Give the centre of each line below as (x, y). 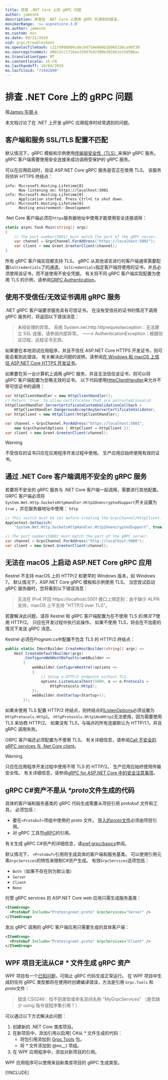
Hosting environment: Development (54, 208)
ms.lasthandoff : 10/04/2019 (34, 66)
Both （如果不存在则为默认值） (43, 871)
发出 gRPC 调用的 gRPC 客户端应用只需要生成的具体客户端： (67, 927)
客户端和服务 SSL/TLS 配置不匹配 (57, 140)
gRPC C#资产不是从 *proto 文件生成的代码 (70, 790)
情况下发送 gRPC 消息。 (30, 628)
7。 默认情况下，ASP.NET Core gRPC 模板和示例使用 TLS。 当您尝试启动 (80, 582)
